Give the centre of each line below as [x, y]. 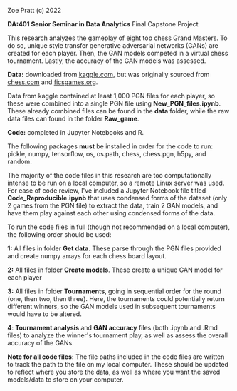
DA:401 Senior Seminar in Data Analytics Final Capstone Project [103, 24]
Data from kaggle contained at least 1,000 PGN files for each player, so [111, 96]
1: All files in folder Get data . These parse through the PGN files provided [115, 248]
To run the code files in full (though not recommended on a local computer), [118, 227]
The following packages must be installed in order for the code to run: [110, 146]
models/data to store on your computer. [65, 380]
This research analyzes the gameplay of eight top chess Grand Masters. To [117, 38]
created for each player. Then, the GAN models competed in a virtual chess [118, 53]
